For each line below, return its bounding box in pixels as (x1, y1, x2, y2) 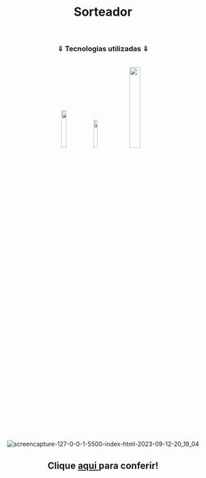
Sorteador (73, 4, 133, 20)
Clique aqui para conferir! (47, 460, 159, 471)
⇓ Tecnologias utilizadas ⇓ (57, 44, 149, 53)
